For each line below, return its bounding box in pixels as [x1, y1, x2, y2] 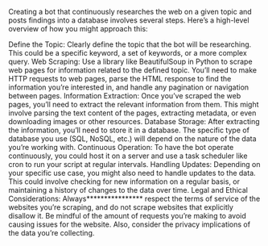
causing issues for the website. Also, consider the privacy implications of [8, 219, 251, 229]
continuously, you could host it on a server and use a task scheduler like [8, 151, 248, 161]
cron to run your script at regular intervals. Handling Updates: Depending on [8, 160, 261, 169]
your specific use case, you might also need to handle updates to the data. [8, 169, 256, 177]
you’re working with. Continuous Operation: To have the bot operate [8, 143, 234, 152]
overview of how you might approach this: [8, 24, 148, 33]
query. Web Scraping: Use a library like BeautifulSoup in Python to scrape [8, 56, 253, 66]
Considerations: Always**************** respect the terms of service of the [8, 194, 261, 203]
